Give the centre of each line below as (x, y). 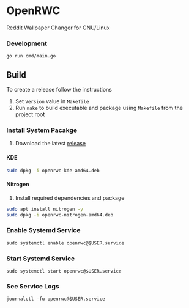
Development (27, 43)
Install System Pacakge (42, 130)
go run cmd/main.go (31, 56)
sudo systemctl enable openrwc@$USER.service (65, 243)
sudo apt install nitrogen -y (45, 209)
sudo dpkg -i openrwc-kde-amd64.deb (53, 170)
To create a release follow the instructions (59, 90)
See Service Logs (33, 286)
